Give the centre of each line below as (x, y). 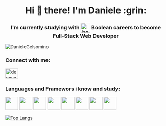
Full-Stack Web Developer (86, 36)
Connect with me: (28, 60)
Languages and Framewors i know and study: (63, 89)
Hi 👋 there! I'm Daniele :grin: (86, 10)
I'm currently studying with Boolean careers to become (86, 28)
